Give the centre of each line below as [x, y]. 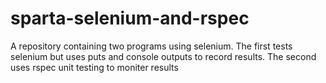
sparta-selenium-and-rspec [130, 18]
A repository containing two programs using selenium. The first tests [151, 46]
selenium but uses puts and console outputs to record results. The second [163, 56]
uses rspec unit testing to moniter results [94, 67]
